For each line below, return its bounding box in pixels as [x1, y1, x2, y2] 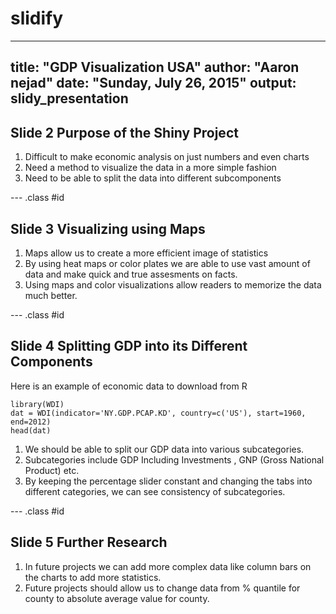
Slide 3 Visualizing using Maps [10, 220, 206, 237]
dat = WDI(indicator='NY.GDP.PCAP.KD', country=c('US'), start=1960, [10, 408, 307, 418]
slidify [10, 7, 64, 30]
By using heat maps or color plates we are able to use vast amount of [24, 257, 311, 269]
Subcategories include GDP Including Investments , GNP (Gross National [24, 453, 325, 466]
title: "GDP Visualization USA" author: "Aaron [10, 59, 300, 76]
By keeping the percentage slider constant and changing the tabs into [24, 475, 313, 487]
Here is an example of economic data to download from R [10, 380, 248, 392]
